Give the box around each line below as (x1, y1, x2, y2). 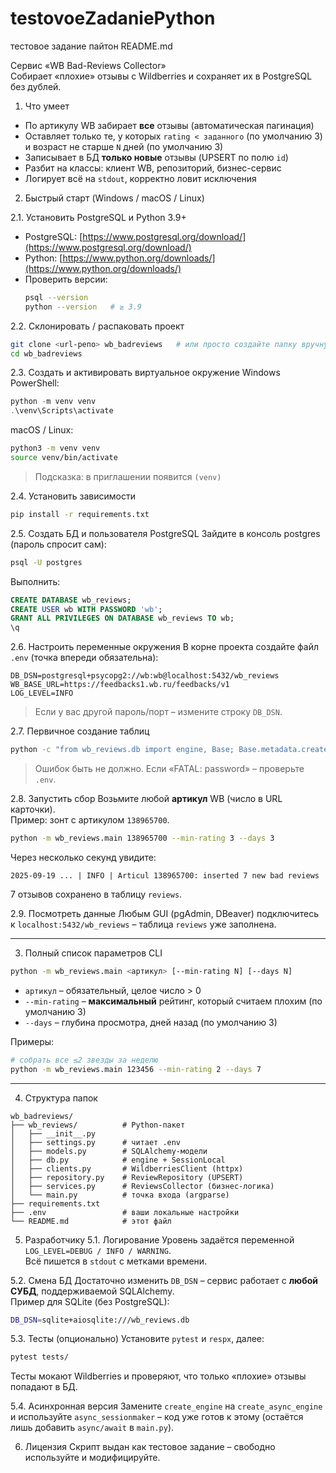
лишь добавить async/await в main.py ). (10, 1422, 175, 1434)
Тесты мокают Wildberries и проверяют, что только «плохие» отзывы (10, 1370, 307, 1382)
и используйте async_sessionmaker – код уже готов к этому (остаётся (10, 1411, 304, 1423)
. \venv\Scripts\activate (10, 406, 114, 416)
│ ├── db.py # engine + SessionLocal (10, 1155, 226, 1165)
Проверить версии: (24, 273, 108, 285)
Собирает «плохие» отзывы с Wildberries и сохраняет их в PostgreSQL (10, 70, 313, 82)
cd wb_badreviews (10, 348, 83, 359)
